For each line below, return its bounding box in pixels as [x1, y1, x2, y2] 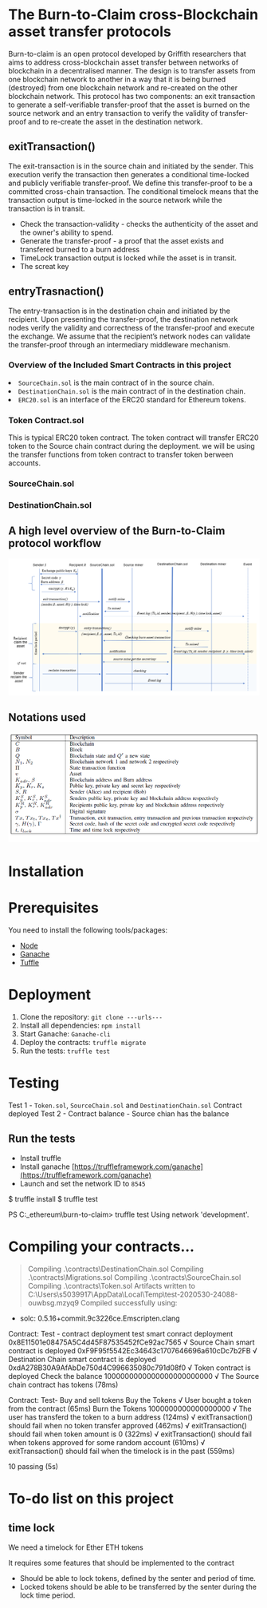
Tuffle [19, 957, 40, 967]
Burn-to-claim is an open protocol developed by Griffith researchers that [8, 49, 247, 58]
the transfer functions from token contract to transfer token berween [8, 450, 234, 460]
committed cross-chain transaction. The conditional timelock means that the [8, 186, 259, 196]
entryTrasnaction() [8, 285, 104, 299]
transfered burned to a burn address [19, 244, 140, 254]
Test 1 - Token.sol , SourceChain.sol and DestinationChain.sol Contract [8, 1100, 242, 1110]
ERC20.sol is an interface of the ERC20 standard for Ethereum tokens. [18, 394, 246, 404]
